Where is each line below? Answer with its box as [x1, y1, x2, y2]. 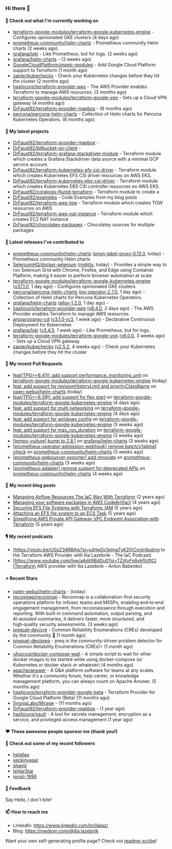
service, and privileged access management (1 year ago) [12, 717, 133, 723]
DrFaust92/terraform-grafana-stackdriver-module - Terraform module [12, 150, 161, 157]
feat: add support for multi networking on [12, 405, 100, 411]
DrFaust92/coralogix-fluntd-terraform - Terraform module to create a [12, 189, 159, 195]
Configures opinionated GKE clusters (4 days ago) [12, 34, 120, 41]
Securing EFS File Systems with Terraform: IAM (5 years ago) [12, 505, 143, 511]
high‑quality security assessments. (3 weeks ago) [12, 621, 118, 628]
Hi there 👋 [5, 5, 31, 12]
